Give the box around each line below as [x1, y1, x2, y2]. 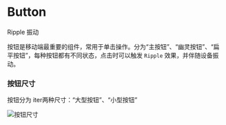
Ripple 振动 [7, 28, 39, 36]
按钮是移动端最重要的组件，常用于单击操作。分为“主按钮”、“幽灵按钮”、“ [7, 42, 214, 50]
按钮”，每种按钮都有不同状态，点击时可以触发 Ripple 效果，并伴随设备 [12, 51, 213, 59]
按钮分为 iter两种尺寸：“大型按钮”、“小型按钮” [7, 96, 138, 104]
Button [7, 4, 47, 20]
